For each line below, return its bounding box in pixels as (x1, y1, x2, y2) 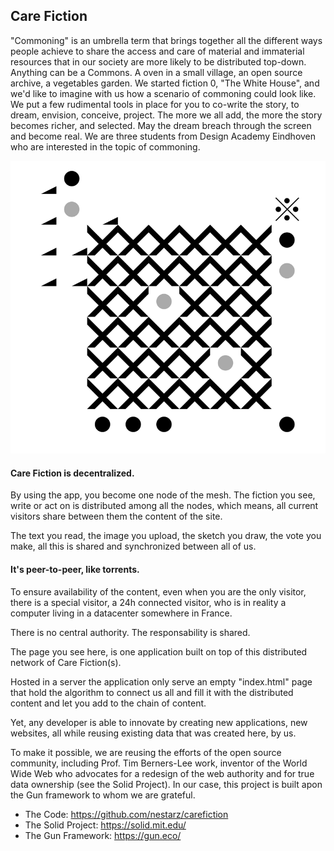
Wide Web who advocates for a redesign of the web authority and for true (10, 767, 315, 779)
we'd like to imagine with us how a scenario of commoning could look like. (10, 87, 317, 99)
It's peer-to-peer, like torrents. (10, 563, 140, 575)
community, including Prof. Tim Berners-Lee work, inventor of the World (10, 757, 308, 769)
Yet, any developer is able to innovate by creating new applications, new (10, 716, 308, 728)
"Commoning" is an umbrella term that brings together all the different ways (10, 34, 323, 46)
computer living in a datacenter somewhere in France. (10, 607, 233, 619)
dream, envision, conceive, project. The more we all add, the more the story (10, 109, 323, 121)
